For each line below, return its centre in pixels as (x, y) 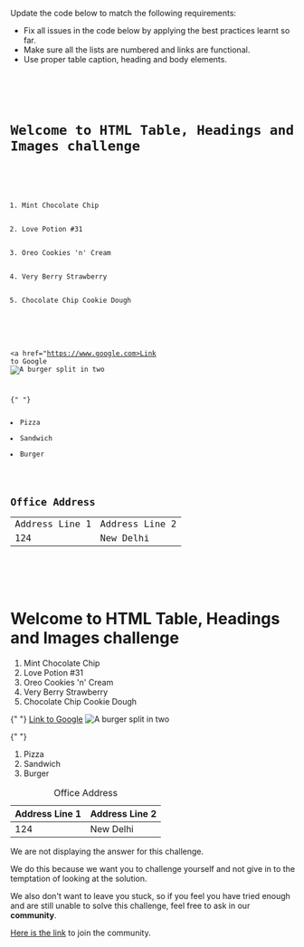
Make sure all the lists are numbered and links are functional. (137, 50)
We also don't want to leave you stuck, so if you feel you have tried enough (150, 895)
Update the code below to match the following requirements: (123, 13)
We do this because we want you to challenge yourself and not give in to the (153, 868)
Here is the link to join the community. (81, 933)
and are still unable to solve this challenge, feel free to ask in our (130, 905)
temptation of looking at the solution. (79, 878)
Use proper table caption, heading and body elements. (125, 59)
